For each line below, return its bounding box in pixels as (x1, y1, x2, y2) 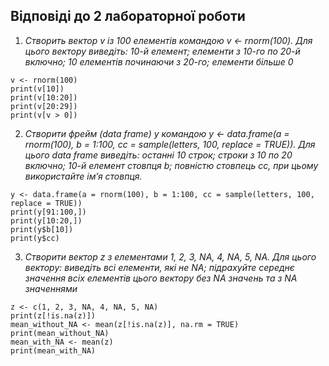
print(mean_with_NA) (10, 345, 97, 356)
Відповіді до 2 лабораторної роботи (10, 8, 246, 25)
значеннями (24, 282, 78, 294)
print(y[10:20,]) (10, 215, 83, 226)
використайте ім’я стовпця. (24, 170, 143, 182)
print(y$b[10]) (10, 224, 74, 234)
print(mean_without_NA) (10, 328, 110, 338)
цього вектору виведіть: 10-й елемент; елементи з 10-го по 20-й (24, 45, 301, 57)
